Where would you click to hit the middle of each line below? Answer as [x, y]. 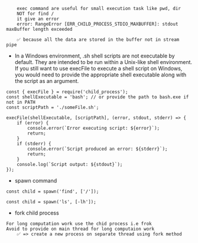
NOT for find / [35, 14]
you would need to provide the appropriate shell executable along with [100, 75]
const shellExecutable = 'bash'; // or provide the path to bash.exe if [98, 97]
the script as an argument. [47, 81]
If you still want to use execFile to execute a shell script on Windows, [98, 68]
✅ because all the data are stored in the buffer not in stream [98, 40]
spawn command [36, 180]
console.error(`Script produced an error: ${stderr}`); [98, 149]
